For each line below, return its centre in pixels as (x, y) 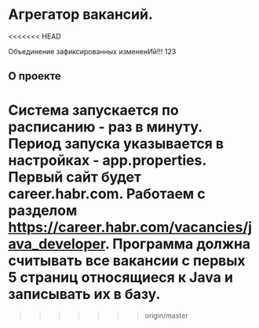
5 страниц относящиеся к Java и (121, 277)
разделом (43, 210)
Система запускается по (93, 110)
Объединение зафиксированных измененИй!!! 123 (92, 51)
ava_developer (57, 243)
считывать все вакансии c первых (127, 260)
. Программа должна (178, 243)
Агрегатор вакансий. (80, 15)
